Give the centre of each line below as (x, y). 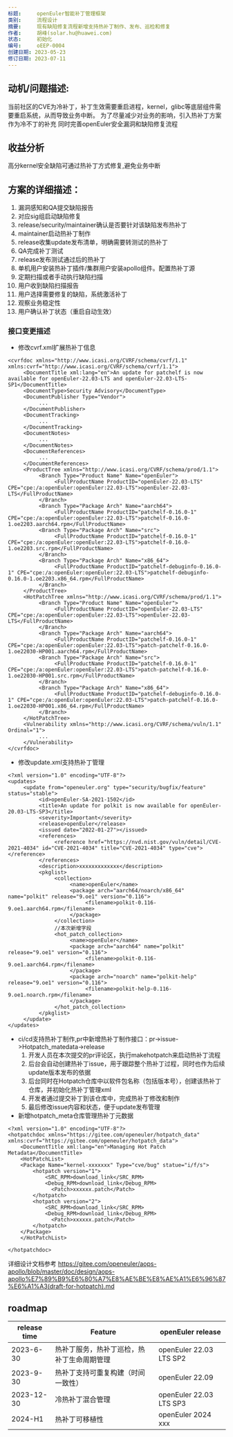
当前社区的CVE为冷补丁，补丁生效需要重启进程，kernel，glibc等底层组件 (112, 106)
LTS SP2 (172, 1359)
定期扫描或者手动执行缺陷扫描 (60, 277)
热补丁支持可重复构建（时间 (100, 1373)
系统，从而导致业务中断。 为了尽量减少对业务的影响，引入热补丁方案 (124, 115)
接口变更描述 (29, 331)
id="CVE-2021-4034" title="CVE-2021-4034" (104, 848)
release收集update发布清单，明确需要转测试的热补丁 (93, 243)
